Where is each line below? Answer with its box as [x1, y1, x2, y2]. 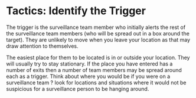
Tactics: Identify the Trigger [6, 4, 146, 18]
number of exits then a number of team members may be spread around [6, 66, 182, 73]
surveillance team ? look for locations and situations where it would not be [6, 79, 187, 86]
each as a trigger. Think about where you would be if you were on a [6, 73, 171, 80]
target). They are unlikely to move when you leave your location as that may [6, 36, 191, 43]
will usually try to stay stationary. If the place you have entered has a [6, 60, 173, 67]
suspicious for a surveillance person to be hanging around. [6, 85, 149, 92]
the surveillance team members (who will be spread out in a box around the [6, 30, 190, 37]
